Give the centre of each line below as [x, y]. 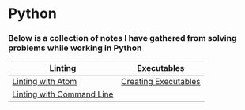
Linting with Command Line [63, 94]
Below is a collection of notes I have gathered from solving [122, 38]
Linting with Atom [45, 82]
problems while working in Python [75, 48]
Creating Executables [161, 82]
